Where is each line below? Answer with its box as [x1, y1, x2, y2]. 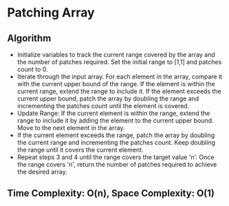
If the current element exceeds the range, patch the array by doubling [17, 131, 215, 139]
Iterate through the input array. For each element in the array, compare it [17, 72, 222, 81]
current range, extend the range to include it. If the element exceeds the [17, 87, 221, 95]
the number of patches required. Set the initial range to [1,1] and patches [17, 58, 222, 66]
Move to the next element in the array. [17, 124, 125, 132]
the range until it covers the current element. [17, 146, 144, 154]
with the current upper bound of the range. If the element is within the [17, 80, 215, 87]
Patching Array [7, 5, 95, 21]
